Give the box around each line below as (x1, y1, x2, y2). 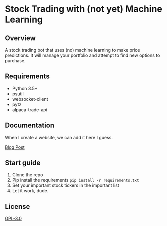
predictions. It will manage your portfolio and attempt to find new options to (5, 52, 160, 58)
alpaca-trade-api (12, 106, 47, 113)
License (5, 202, 30, 211)
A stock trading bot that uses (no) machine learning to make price (5, 47, 141, 53)
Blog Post (5, 144, 25, 150)
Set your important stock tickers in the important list (12, 182, 120, 188)
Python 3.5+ (12, 85, 38, 91)
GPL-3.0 (5, 216, 22, 222)
